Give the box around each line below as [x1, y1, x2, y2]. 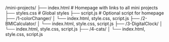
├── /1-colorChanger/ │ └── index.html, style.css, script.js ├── [5, 15, 140, 21]
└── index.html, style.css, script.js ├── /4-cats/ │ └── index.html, [5, 26, 146, 32]
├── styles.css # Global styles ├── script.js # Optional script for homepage [5, 10, 164, 16]
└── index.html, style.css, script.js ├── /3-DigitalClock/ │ [41, 20, 163, 26]
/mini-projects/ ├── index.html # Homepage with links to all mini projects [5, 5, 158, 10]
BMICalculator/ [5, 20, 36, 26]
